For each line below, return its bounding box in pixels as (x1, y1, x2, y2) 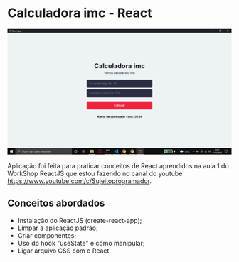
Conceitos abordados (7, 197, 105, 209)
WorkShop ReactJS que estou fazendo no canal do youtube (7, 169, 183, 178)
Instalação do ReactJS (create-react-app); (17, 216, 142, 224)
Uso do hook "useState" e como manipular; (17, 239, 145, 247)
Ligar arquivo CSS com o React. (17, 246, 112, 255)
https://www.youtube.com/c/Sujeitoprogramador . (7, 176, 152, 185)
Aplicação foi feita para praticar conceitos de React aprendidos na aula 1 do (7, 161, 229, 170)
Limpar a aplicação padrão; (17, 224, 98, 232)
